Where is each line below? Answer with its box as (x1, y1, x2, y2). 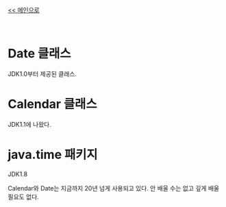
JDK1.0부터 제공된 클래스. (8, 69, 77, 77)
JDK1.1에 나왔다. (8, 120, 52, 128)
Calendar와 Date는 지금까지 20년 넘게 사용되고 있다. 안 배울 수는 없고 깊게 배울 (8, 184, 220, 192)
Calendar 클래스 (8, 97, 97, 112)
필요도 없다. (8, 193, 40, 201)
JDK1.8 (8, 170, 28, 178)
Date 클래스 (8, 46, 71, 62)
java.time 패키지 (8, 147, 98, 162)
